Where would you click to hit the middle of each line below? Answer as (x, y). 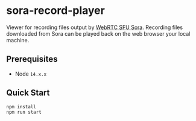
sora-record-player (56, 11)
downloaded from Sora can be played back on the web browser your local (98, 33)
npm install (21, 106)
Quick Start (28, 93)
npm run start (24, 112)
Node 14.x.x (31, 74)
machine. (18, 40)
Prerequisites (32, 59)
